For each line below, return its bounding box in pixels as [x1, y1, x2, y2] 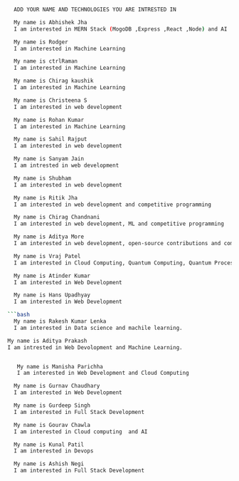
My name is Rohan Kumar [14, 116, 84, 123]
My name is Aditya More [14, 233, 84, 241]
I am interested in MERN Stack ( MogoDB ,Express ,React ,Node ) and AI [14, 25, 228, 33]
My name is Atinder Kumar [14, 272, 91, 279]
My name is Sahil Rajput [14, 135, 87, 143]
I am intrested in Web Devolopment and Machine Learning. [7, 343, 183, 351]
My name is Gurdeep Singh [14, 402, 91, 409]
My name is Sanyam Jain [14, 155, 84, 162]
